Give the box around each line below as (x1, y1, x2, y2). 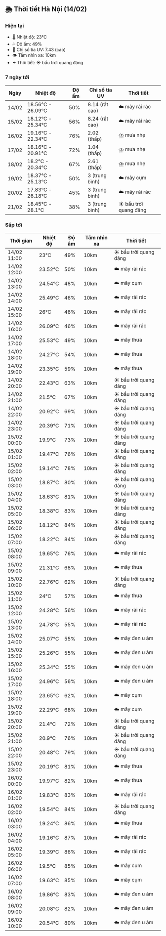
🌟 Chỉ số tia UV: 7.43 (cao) (12, 46, 66, 52)
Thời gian (9, 237, 33, 244)
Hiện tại (5, 22, 24, 29)
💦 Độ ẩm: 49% (12, 41, 42, 47)
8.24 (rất (87, 115, 109, 122)
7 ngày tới (5, 74, 30, 81)
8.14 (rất (87, 101, 109, 108)
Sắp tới (5, 221, 22, 228)
